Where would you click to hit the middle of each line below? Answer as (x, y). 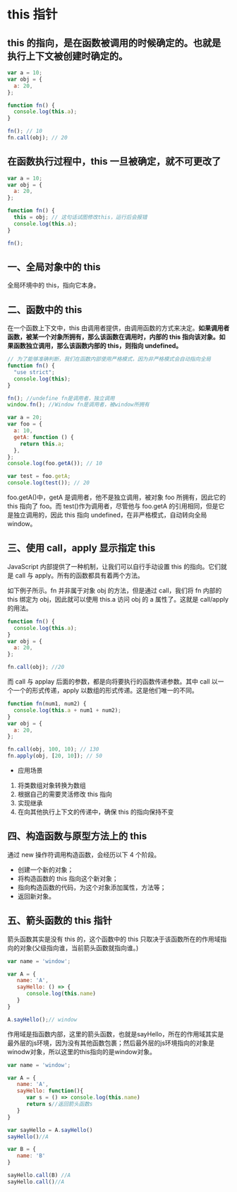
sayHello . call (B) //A (39, 1175)
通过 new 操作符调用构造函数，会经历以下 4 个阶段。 (84, 854)
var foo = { (25, 424)
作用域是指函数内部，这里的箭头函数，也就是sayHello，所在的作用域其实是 (116, 1034)
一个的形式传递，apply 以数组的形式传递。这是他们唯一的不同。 (106, 690)
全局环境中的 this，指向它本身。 (54, 285)
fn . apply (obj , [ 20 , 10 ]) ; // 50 (55, 756)
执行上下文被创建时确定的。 (68, 56)
